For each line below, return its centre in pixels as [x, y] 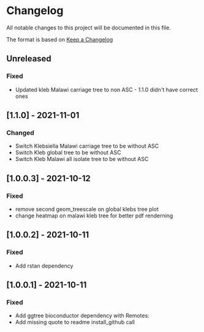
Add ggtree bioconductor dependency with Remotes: [82, 315]
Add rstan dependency [44, 266]
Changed [21, 132]
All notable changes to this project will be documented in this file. [89, 28]
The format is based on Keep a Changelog [60, 39]
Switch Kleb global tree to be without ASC [68, 153]
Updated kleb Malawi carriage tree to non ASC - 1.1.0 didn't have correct [106, 89]
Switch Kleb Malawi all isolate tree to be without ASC [82, 159]
